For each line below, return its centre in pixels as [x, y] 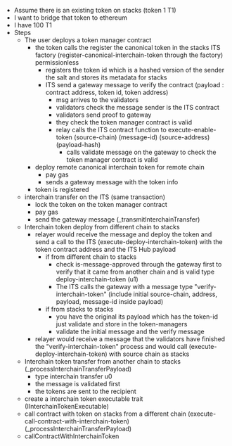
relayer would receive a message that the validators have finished [130, 339]
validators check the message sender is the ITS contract [138, 107]
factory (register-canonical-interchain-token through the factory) [129, 55]
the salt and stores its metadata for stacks [106, 77]
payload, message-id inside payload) [110, 301]
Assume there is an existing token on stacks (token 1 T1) [95, 10]
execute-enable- [192, 130]
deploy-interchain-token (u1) [97, 279]
